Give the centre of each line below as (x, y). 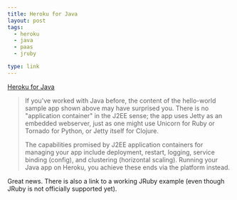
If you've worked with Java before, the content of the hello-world (120, 100)
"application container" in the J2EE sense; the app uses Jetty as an (123, 115)
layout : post (27, 21)
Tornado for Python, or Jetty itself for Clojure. (91, 131)
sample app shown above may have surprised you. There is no (117, 108)
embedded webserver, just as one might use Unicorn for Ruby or (120, 123)
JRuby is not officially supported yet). (62, 189)
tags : (15, 27)
